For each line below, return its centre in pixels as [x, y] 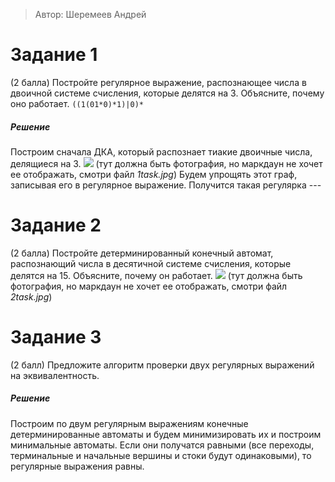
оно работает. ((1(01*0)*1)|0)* [77, 103]
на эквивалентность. [55, 375]
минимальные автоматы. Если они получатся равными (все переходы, [162, 445]
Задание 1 [54, 55]
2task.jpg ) [31, 296]
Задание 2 [56, 225]
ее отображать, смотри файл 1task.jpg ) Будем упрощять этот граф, [154, 174]
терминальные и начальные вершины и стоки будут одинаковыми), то [161, 455]
